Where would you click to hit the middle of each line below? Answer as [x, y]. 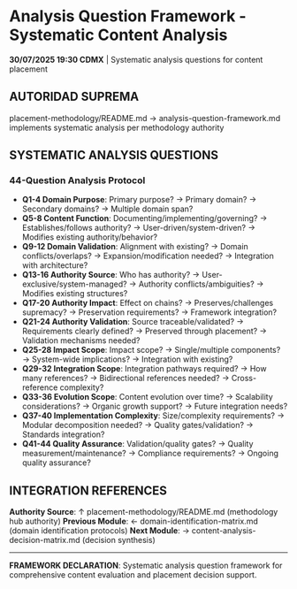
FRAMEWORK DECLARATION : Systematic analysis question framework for [146, 566]
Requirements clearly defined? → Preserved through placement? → [145, 331]
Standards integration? [63, 434]
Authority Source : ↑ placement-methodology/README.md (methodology [144, 512]
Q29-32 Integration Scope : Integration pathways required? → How [144, 369]
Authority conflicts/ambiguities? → [201, 284]
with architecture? [55, 265]
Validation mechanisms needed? [81, 340]
